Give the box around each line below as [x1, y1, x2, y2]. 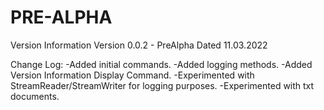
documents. [10, 90, 60, 102]
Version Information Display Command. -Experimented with [10, 69, 255, 81]
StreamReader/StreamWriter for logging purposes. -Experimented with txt [10, 79, 315, 91]
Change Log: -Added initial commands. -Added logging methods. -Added [10, 58, 313, 70]
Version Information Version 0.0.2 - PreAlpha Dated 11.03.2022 [10, 39, 268, 51]
